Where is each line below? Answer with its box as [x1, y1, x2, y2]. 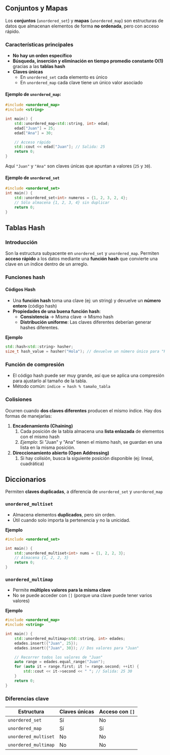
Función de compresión [5, 361, 65, 368]
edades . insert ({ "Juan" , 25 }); [14, 641, 78, 646]
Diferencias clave [5, 695, 49, 702]
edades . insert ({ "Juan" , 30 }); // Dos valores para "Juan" [14, 645, 139, 650]
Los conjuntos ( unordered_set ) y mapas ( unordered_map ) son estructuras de [5, 17, 163, 23]
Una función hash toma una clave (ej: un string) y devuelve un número [12, 298, 161, 304]
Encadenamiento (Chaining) [12, 422, 73, 429]
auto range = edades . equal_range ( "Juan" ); [14, 660, 105, 665]
